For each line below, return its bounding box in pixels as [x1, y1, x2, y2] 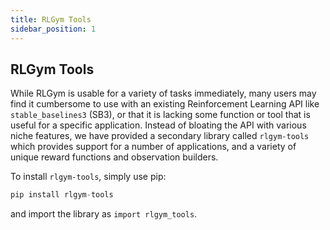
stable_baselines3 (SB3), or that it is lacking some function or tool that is [10, 109, 311, 121]
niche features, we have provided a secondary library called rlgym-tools [10, 130, 310, 142]
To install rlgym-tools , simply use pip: [10, 171, 167, 183]
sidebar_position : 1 [10, 24, 97, 34]
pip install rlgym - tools [10, 190, 114, 200]
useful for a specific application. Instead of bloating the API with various [10, 119, 307, 131]
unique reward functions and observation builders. [10, 151, 219, 163]
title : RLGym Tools [10, 14, 92, 25]
